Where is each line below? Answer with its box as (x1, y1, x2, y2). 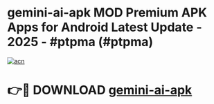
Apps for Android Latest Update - (7, 19, 202, 35)
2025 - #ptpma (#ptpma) (7, 34, 154, 50)
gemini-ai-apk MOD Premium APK (7, 5, 208, 21)
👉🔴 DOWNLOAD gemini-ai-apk (7, 83, 193, 98)
